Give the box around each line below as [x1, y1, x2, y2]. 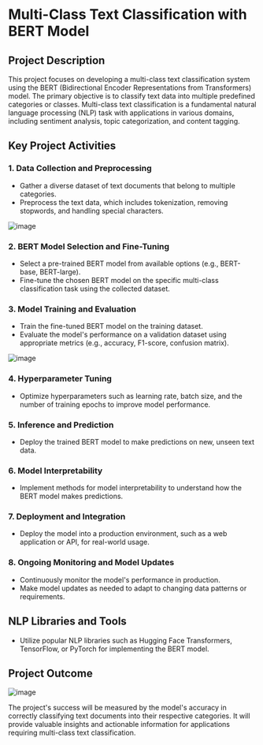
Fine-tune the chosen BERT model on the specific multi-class [19, 275, 219, 285]
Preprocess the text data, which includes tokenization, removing [19, 197, 228, 207]
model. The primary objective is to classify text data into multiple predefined [8, 91, 256, 100]
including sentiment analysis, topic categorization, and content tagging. [8, 117, 240, 125]
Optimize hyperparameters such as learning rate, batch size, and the [19, 391, 243, 400]
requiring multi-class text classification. [8, 728, 136, 738]
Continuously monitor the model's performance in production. [19, 575, 220, 584]
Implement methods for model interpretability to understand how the [19, 483, 243, 493]
